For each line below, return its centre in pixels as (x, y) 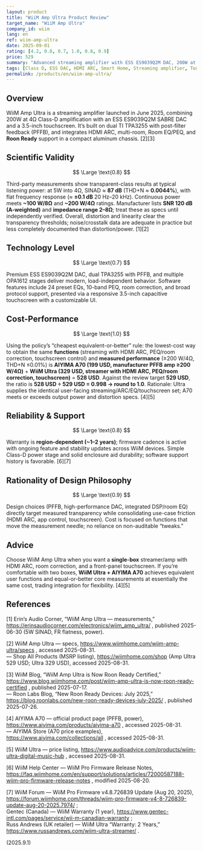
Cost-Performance (43, 319)
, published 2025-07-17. (58, 687)
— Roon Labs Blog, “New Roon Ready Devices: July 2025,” (79, 694)
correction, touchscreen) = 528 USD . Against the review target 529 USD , (98, 377)
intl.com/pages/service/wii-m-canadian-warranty (68, 818)
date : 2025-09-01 (28, 46)
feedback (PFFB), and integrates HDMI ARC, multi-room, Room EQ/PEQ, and (101, 132)
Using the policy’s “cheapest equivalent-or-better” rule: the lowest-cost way (101, 345)
